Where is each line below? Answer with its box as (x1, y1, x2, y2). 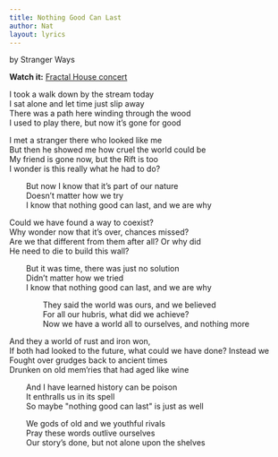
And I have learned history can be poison (26, 382, 178, 392)
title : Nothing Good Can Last (9, 13, 122, 22)
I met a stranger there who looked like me (9, 135, 163, 146)
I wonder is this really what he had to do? (9, 163, 161, 175)
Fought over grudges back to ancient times (9, 355, 168, 366)
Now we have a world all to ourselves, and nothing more (43, 319, 250, 330)
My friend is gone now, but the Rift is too (9, 154, 159, 165)
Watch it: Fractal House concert (9, 72, 128, 82)
